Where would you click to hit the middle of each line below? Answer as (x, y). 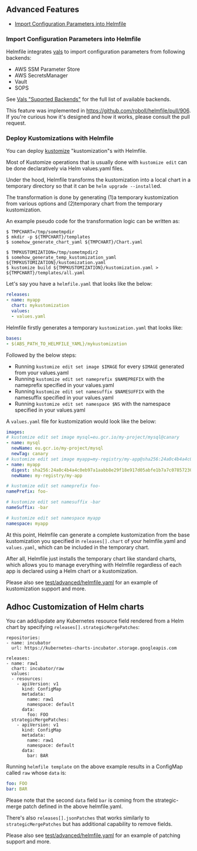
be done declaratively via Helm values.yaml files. (65, 169)
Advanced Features (43, 10)
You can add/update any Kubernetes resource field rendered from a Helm (95, 621)
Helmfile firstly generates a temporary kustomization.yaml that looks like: (94, 327)
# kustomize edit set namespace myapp (53, 518)
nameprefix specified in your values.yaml (64, 385)
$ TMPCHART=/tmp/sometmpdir (40, 232)
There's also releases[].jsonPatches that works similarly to (78, 818)
